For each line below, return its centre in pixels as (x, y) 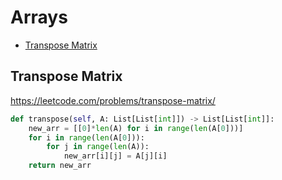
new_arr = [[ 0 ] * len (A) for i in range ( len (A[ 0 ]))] (136, 128)
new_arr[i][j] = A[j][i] (115, 156)
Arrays (39, 17)
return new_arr (60, 166)
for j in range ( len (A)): (98, 147)
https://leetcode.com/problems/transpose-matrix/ (113, 100)
